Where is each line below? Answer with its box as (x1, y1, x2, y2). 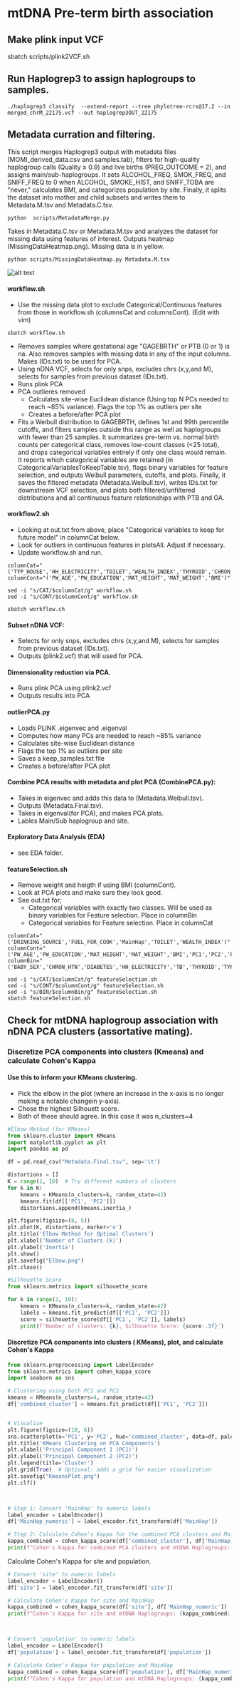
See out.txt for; (17, 896, 63, 905)
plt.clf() (7, 1479, 37, 1487)
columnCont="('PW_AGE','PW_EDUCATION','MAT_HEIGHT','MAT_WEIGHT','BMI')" (7, 575, 231, 582)
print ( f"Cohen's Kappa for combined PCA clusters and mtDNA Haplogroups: (7, 1544, 231, 1551)
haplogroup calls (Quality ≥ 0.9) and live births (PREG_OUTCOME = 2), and (7, 163, 226, 171)
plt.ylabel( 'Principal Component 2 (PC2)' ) (7, 1453, 139, 1460)
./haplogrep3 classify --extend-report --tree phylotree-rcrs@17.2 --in (7, 103, 231, 110)
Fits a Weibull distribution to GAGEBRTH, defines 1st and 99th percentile (17, 417, 229, 426)
